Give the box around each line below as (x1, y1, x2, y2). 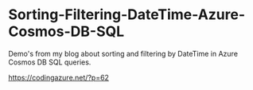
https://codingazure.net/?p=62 (8, 72, 110, 82)
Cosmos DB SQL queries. (8, 57, 91, 67)
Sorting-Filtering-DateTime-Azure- (8, 6, 246, 24)
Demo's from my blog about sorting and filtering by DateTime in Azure (8, 49, 239, 58)
